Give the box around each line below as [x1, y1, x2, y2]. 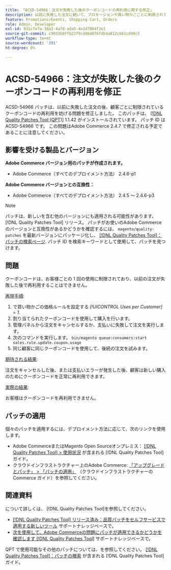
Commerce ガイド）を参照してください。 [12, 475, 100, 481]
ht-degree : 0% [5, 45, 36, 50]
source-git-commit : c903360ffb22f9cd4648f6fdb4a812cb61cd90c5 [5, 31, 140, 36]
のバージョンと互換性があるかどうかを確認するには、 [5, 226, 117, 232]
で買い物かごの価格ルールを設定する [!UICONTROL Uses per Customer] [12, 304, 163, 310]
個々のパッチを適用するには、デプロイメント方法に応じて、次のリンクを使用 [5, 426, 166, 432]
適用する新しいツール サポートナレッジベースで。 [12, 523, 117, 529]
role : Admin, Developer [5, 21, 56, 27]
